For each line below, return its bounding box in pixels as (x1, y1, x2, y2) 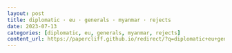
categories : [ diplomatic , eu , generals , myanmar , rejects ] (7, 29, 181, 36)
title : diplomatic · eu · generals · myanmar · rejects (7, 17, 171, 23)
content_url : (7, 36, 45, 43)
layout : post (7, 10, 45, 17)
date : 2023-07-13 (7, 23, 57, 30)
